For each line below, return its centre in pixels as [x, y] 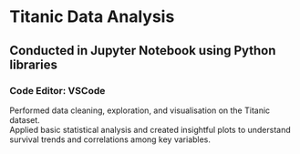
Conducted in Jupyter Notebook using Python [143, 51]
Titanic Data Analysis [92, 17]
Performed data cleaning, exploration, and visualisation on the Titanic [140, 110]
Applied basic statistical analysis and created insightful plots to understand [150, 129]
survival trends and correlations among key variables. [110, 139]
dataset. [25, 119]
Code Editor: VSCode [57, 90]
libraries [33, 64]
